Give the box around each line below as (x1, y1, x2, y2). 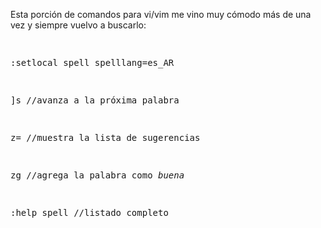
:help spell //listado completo (10, 207, 169, 218)
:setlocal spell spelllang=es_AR (10, 57, 175, 68)
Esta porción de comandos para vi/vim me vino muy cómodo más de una (10, 9, 312, 20)
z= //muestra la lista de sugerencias (10, 132, 201, 143)
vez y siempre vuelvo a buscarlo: (10, 19, 147, 31)
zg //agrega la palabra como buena (10, 170, 185, 181)
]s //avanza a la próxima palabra (10, 95, 180, 106)
